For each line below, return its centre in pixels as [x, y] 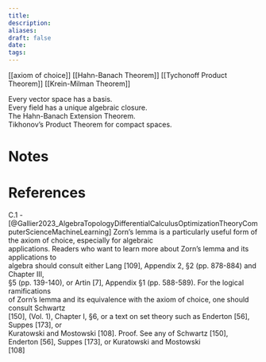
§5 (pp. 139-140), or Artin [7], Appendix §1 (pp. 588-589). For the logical [126, 282]
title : [19, 16]
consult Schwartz [37, 308]
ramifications [30, 291]
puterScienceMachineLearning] [60, 232]
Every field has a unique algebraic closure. [78, 107]
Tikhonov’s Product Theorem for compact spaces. [90, 125]
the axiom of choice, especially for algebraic [81, 240]
